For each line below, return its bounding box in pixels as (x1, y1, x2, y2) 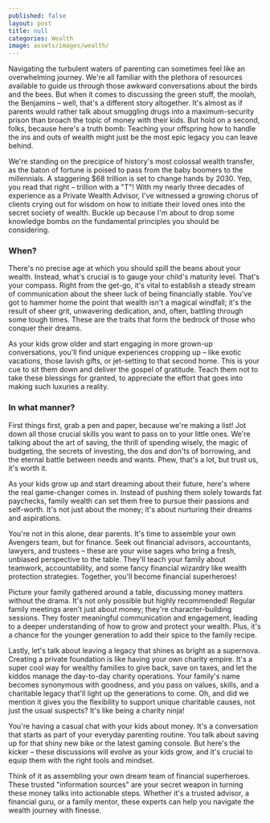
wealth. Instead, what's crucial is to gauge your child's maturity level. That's (8, 272, 260, 282)
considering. (8, 225, 50, 235)
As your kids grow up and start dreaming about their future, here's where (8, 479, 251, 488)
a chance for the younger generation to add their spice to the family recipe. (8, 630, 257, 639)
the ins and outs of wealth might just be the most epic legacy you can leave (8, 132, 259, 142)
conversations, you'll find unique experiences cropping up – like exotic (8, 347, 242, 357)
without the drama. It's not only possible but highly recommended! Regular (8, 596, 256, 605)
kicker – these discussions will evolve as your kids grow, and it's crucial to (8, 746, 253, 756)
